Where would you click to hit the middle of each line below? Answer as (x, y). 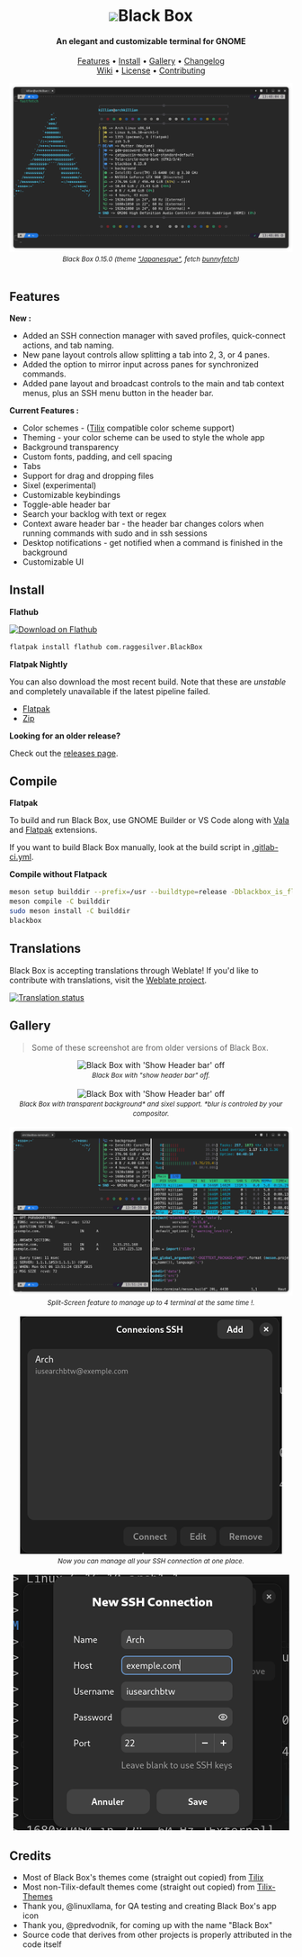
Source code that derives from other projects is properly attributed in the (157, 1935)
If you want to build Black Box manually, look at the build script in (129, 847)
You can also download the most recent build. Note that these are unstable (148, 682)
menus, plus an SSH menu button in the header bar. (118, 393)
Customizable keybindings (71, 494)
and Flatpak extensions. (53, 830)
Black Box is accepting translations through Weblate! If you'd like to (134, 970)
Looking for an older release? (65, 736)
